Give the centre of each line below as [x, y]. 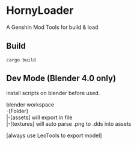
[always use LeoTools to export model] [54, 135]
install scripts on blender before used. [53, 93]
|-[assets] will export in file [39, 117]
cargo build [21, 60]
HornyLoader [40, 11]
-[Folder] [17, 111]
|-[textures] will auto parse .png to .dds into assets [69, 123]
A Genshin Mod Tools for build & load [52, 27]
